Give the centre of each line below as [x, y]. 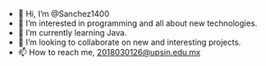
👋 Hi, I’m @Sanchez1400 [64, 14]
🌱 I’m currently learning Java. [73, 33]
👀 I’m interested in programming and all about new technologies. [138, 23]
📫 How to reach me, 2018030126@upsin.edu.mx [109, 52]
